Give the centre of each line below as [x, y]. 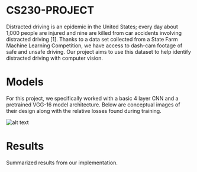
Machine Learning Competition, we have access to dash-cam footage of [94, 46]
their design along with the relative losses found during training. [84, 111]
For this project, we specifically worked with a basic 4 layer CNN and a [92, 98]
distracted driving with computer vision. [55, 58]
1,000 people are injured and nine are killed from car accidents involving [94, 33]
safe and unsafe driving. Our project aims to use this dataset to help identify [98, 51]
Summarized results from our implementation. [62, 163]
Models [25, 82]
